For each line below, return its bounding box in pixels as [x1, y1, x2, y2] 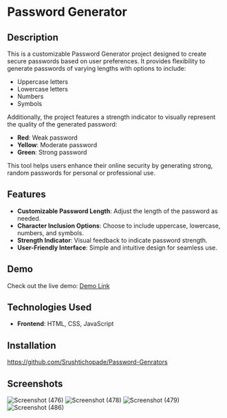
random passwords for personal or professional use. [7, 169, 156, 177]
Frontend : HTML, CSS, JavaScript [17, 320, 114, 328]
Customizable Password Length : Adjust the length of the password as [17, 207, 218, 215]
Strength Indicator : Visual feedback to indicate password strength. [17, 236, 208, 244]
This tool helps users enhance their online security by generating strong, [7, 162, 213, 169]
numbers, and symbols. [17, 228, 84, 237]
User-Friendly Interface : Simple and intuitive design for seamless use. [17, 243, 218, 252]
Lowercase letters [17, 85, 69, 93]
